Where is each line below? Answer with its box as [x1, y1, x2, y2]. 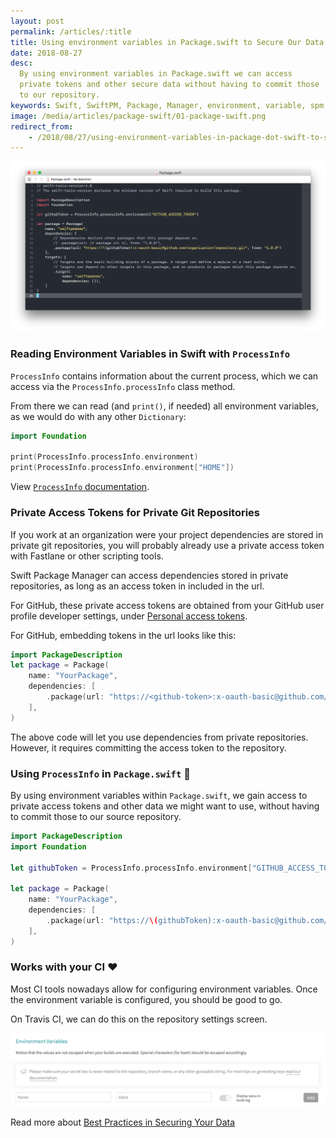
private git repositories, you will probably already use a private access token [10, 539, 325, 551]
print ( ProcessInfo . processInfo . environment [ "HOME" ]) [10, 463, 235, 473]
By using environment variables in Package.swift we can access [19, 69, 293, 79]
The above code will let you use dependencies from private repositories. [10, 731, 309, 743]
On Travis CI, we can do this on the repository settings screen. [10, 1013, 268, 1025]
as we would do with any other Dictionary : [10, 410, 187, 422]
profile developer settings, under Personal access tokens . [10, 610, 248, 622]
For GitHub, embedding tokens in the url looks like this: [10, 629, 237, 641]
